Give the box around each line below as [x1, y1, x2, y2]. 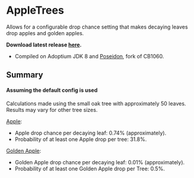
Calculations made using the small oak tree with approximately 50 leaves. [6, 99, 186, 107]
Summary [6, 70, 43, 80]
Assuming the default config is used [6, 86, 98, 93]
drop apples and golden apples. [6, 29, 85, 36]
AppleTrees [6, 4, 64, 17]
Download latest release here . [6, 41, 82, 48]
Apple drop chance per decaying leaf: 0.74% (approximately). [14, 129, 167, 136]
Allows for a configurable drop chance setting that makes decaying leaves [6, 23, 189, 30]
